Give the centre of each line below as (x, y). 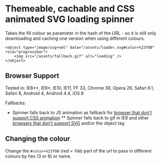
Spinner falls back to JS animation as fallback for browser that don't (82, 112)
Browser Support (32, 76)
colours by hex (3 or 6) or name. (38, 156)
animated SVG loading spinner (69, 19)
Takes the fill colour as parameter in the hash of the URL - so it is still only (81, 33)
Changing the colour (38, 139)
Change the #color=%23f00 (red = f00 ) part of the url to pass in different (79, 151)
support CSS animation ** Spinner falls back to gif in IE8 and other (80, 118)
